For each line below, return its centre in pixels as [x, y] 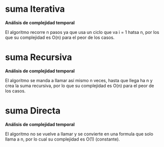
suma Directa [33, 111]
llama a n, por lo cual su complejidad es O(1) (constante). [63, 139]
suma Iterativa [35, 9]
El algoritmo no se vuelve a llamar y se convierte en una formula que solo [79, 134]
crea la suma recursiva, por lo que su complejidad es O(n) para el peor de [80, 86]
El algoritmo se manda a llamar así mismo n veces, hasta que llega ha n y [79, 80]
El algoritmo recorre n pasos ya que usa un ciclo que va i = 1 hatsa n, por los [82, 32]
